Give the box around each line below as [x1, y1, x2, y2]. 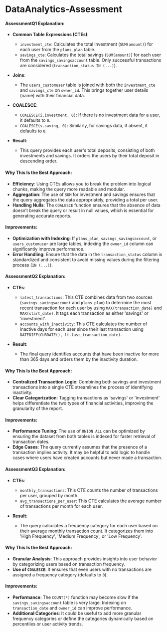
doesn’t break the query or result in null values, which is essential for [12, 207, 154, 214]
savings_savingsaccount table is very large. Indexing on [12, 600, 126, 606]
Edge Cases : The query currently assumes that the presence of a [12, 444, 147, 450]
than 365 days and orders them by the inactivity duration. [19, 356, 138, 362]
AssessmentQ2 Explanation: [5, 273, 66, 279]
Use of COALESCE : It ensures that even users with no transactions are [12, 566, 152, 572]
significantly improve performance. [12, 246, 85, 252]
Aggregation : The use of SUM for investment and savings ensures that [12, 191, 156, 197]
